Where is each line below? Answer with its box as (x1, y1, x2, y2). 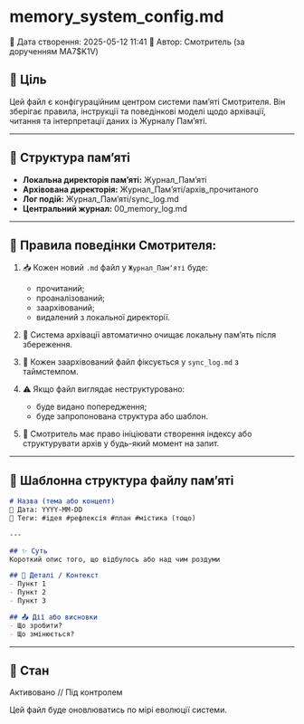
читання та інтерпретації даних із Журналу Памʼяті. (9, 115, 208, 126)
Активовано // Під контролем (9, 687, 123, 698)
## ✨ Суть (9, 546, 48, 556)
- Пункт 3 (9, 596, 47, 605)
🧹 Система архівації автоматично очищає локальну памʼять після (22, 329, 277, 340)
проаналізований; (35, 292, 106, 304)
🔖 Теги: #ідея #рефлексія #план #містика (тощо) (9, 513, 196, 522)
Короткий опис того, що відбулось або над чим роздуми (9, 555, 221, 564)
